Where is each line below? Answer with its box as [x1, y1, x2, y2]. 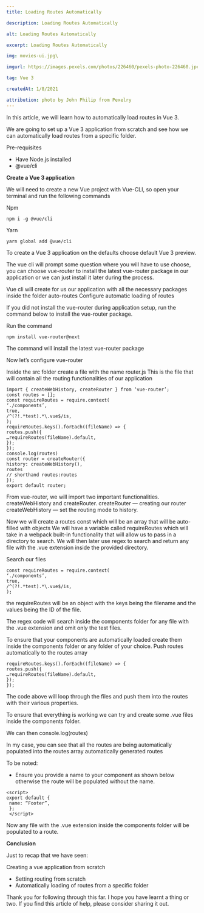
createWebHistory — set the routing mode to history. [6, 506, 138, 513]
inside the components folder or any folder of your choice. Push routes [6, 642, 184, 650]
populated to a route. [6, 828, 59, 835]
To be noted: [6, 759, 38, 767]
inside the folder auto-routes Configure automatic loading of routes [6, 292, 174, 299]
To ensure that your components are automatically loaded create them [6, 636, 183, 643]
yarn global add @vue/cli [6, 238, 72, 244]
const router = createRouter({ [6, 455, 86, 462]
